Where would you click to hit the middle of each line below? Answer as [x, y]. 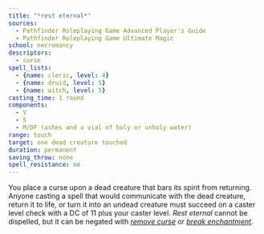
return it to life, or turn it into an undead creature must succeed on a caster [132, 204]
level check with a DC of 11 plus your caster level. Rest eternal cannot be [128, 213]
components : [28, 105]
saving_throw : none [41, 157]
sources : [23, 23]
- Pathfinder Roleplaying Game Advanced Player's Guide [111, 30]
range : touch [30, 135]
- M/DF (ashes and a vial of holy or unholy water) [104, 127]
